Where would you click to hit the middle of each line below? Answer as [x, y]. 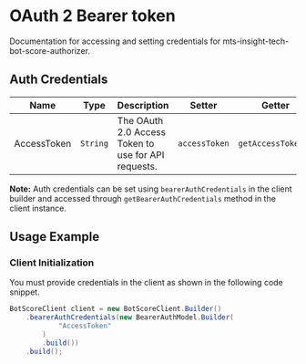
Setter [204, 105]
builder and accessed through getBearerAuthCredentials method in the [143, 198]
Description [143, 105]
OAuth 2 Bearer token [92, 16]
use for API [141, 154]
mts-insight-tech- [256, 41]
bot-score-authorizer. [50, 50]
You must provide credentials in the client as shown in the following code [147, 283]
